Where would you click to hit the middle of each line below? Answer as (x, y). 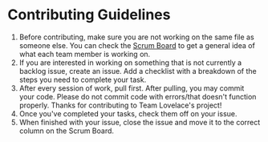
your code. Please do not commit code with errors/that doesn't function (138, 96)
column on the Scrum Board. (66, 131)
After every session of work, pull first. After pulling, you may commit (132, 88)
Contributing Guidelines (89, 15)
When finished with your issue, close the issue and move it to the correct (140, 122)
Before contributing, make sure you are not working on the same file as (136, 37)
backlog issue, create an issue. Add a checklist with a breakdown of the (138, 71)
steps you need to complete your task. (83, 79)
